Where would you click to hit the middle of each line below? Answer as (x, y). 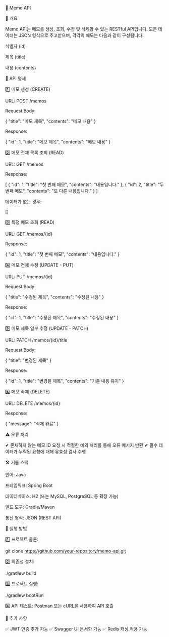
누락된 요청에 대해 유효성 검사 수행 (52, 452)
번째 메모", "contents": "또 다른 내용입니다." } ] (51, 191)
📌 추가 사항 (16, 618)
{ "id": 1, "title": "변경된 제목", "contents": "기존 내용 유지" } (65, 381)
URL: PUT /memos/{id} (29, 277)
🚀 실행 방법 (16, 529)
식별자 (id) (16, 46)
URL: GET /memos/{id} (29, 234)
